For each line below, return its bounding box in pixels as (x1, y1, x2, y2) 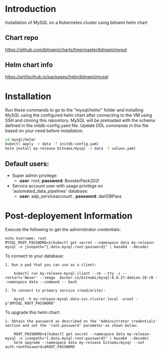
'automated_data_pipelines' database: (12, 188, 89, 194)
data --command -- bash (29, 279, 77, 284)
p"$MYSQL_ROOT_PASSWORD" (5, 301, 55, 306)
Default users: (5, 159, 50, 168)
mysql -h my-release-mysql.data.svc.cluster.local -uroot (14, 296, 134, 301)
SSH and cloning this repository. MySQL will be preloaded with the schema (5, 117, 155, 123)
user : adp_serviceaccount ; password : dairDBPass (19, 193, 122, 199)
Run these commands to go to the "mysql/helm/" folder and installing (5, 107, 144, 113)
